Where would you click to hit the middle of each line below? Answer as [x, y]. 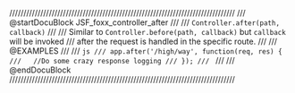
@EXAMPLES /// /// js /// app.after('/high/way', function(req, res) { [146, 51]
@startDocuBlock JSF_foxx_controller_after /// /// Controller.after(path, [144, 22]
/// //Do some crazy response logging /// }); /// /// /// [122, 60]
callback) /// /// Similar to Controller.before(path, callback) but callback [147, 32]
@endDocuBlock [40, 70]
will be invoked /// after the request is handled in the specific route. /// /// [143, 41]
